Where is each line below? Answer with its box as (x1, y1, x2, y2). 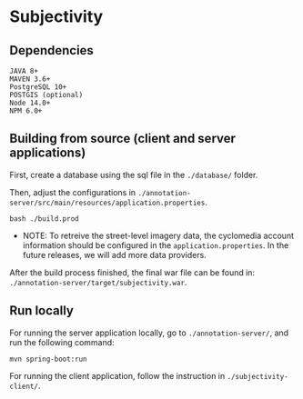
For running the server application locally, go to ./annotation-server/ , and (9, 327, 289, 338)
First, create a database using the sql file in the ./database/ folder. (9, 169, 258, 180)
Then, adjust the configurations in (9, 186, 136, 197)
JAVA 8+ (9, 66, 39, 75)
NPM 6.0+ (9, 106, 43, 115)
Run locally (9, 303, 75, 319)
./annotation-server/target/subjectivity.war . (9, 276, 187, 287)
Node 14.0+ (9, 98, 51, 107)
